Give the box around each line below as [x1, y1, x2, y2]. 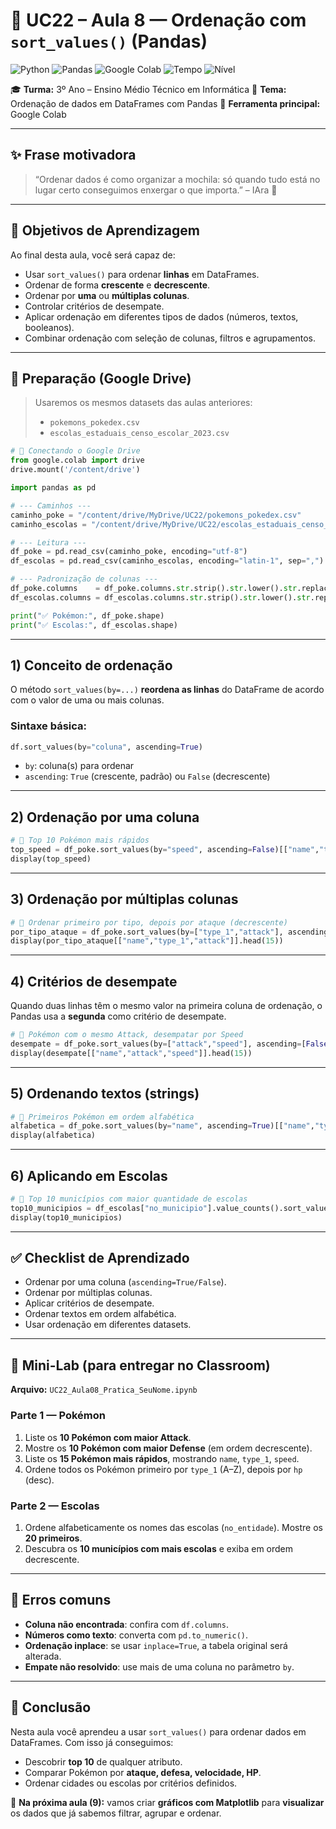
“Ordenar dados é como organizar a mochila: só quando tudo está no [34, 173, 321, 185]
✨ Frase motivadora [10, 147, 137, 164]
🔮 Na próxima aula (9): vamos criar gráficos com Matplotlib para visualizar [10, 1796, 325, 1808]
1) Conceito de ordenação [10, 657, 173, 674]
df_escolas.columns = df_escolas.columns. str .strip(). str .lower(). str [10, 592, 311, 603]
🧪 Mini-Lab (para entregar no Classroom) [10, 1357, 271, 1374]
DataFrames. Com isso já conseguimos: [10, 1736, 174, 1748]
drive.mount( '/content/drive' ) [10, 465, 141, 475]
